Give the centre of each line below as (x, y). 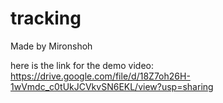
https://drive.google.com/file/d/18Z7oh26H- (100, 76)
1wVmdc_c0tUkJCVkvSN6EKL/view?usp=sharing (112, 86)
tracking (46, 18)
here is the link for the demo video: (82, 65)
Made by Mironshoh (51, 46)
